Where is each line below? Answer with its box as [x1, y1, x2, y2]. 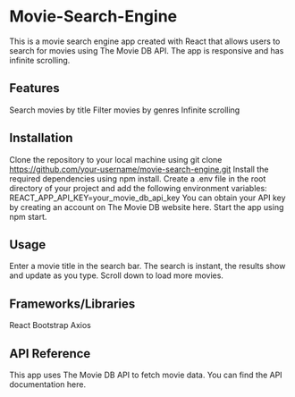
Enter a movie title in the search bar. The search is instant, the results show [9, 261, 286, 272]
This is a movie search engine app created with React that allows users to [9, 36, 281, 46]
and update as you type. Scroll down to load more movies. [9, 270, 223, 281]
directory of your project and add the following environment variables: [9, 182, 267, 193]
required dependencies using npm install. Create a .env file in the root [9, 173, 266, 184]
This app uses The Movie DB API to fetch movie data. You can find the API [9, 369, 283, 380]
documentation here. [9, 379, 87, 390]
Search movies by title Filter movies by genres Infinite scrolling [9, 105, 240, 115]
